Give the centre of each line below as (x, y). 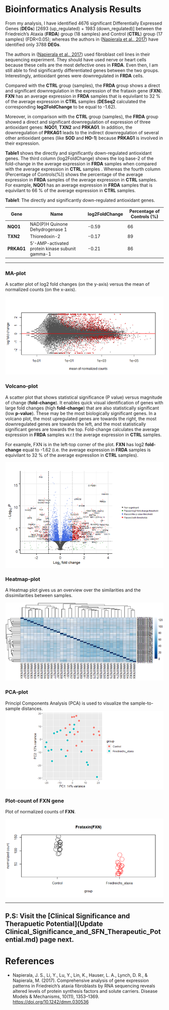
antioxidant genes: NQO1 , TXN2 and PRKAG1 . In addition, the (69, 127)
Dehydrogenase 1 (48, 229)
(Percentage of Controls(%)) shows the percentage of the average (74, 174)
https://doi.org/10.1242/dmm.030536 (51, 1002)
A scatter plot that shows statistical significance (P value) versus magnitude (84, 397)
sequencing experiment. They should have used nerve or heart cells (76, 59)
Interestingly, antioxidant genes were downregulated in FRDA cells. (75, 75)
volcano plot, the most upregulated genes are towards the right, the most (81, 418)
